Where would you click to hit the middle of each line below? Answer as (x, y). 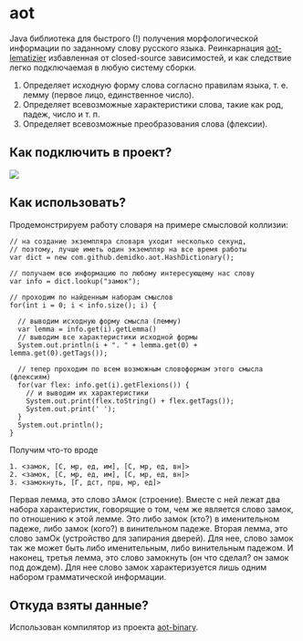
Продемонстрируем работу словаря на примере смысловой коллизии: (149, 224)
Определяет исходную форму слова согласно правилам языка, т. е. (156, 85)
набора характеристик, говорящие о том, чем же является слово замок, (151, 509)
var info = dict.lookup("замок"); (75, 281)
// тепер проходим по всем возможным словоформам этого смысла (140, 369)
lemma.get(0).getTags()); (58, 353)
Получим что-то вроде (54, 450)
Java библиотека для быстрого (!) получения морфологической (134, 38)
